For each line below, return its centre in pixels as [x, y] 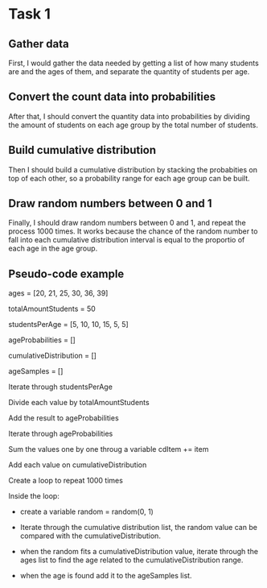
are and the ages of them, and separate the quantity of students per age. [129, 72]
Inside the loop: [34, 496]
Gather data [39, 44]
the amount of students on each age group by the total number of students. [133, 125]
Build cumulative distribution [82, 150]
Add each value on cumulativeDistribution [78, 465]
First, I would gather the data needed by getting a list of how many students [133, 63]
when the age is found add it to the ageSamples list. [106, 576]
